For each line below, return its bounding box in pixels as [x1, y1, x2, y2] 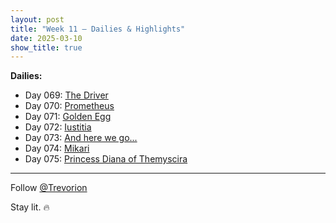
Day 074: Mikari [24, 142, 90, 155]
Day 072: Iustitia [24, 121, 92, 133]
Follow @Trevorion [10, 182, 88, 194]
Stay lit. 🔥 [10, 201, 50, 213]
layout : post [10, 14, 65, 25]
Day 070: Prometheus [24, 100, 115, 112]
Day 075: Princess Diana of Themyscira [24, 153, 188, 165]
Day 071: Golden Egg [24, 111, 112, 123]
